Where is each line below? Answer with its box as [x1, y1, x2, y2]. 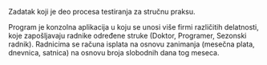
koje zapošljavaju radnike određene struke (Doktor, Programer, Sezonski [8, 31, 247, 40]
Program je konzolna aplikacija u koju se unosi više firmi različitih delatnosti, [8, 22, 259, 31]
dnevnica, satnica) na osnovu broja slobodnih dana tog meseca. [8, 48, 220, 57]
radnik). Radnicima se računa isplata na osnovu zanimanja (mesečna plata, [8, 39, 255, 49]
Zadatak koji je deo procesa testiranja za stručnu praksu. [8, 7, 196, 16]
